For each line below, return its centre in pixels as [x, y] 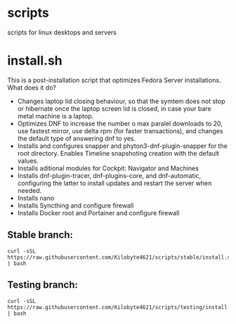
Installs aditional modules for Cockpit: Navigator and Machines [108, 168]
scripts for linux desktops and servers [62, 32]
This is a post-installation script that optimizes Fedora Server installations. [114, 80]
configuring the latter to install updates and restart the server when [114, 183]
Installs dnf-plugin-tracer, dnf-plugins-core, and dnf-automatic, [109, 175]
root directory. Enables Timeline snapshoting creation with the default [118, 153]
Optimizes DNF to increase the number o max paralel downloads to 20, [120, 123]
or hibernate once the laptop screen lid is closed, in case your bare [114, 108]
